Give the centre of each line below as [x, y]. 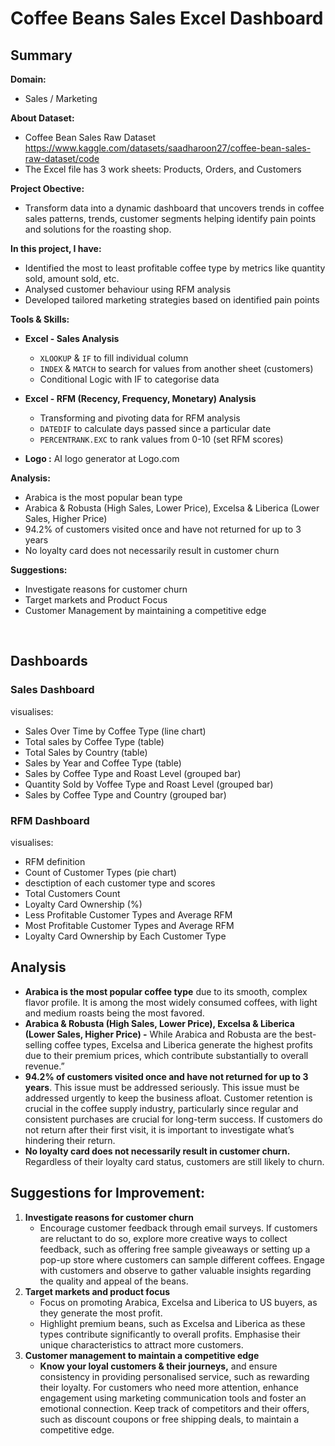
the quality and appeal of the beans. [114, 1281]
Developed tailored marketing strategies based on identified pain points [172, 300]
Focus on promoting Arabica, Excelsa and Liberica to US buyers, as [178, 1302]
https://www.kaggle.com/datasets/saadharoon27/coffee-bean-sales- [168, 148]
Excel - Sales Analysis [72, 338]
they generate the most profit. [101, 1313]
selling [38, 1044]
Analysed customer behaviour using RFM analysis [128, 289]
